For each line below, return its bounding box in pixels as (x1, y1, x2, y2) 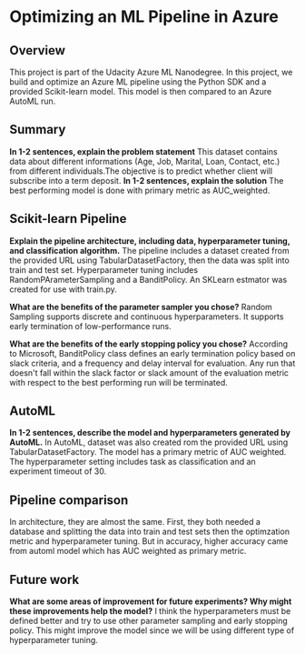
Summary (9, 122, 66, 137)
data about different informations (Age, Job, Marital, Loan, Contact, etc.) (9, 156, 280, 166)
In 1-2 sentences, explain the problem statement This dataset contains (9, 146, 279, 156)
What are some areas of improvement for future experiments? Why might (9, 596, 292, 607)
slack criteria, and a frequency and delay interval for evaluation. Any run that (9, 357, 296, 368)
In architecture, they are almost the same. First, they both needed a (9, 517, 261, 528)
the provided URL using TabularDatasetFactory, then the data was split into (9, 255, 290, 266)
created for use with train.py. (9, 284, 118, 295)
